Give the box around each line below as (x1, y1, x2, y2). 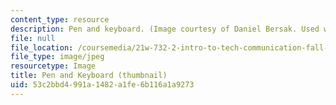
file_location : (10, 42, 74, 53)
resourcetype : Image (10, 61, 97, 71)
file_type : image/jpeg (10, 52, 105, 62)
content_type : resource (10, 14, 110, 25)
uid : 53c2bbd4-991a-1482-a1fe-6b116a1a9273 (10, 80, 195, 90)
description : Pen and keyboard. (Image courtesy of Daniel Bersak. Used (10, 24, 320, 34)
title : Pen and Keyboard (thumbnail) (10, 71, 168, 81)
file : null (10, 33, 56, 43)
